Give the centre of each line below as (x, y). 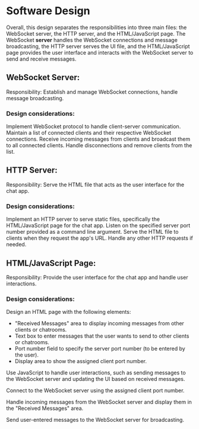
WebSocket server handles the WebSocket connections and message (92, 40)
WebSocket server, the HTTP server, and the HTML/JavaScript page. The (96, 33)
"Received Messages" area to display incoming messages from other (99, 323)
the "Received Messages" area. (45, 408)
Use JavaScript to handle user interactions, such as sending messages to (96, 373)
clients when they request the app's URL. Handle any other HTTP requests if (99, 238)
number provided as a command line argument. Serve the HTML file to (92, 232)
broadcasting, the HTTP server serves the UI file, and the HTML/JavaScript (98, 46)
